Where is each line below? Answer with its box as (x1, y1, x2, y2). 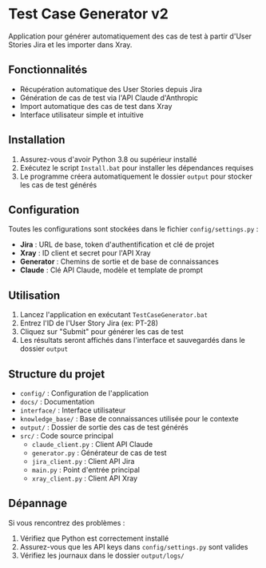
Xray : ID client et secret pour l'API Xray (19, 248, 151, 258)
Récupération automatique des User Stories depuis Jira (19, 84, 202, 94)
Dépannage (8, 497, 68, 510)
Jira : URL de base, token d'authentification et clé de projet (19, 240, 215, 249)
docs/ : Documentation (19, 397, 95, 406)
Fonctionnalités (8, 63, 88, 77)
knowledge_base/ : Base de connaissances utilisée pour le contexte (19, 414, 239, 423)
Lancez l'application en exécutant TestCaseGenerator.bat (19, 310, 208, 320)
